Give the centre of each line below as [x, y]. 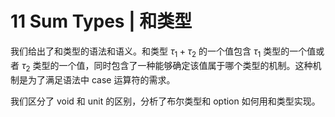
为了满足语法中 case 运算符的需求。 [101, 79]
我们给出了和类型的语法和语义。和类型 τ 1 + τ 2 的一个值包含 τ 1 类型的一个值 [163, 52]
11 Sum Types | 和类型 [101, 21]
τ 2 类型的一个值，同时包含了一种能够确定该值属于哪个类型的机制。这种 [167, 66]
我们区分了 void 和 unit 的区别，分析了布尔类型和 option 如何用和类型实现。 [165, 101]
